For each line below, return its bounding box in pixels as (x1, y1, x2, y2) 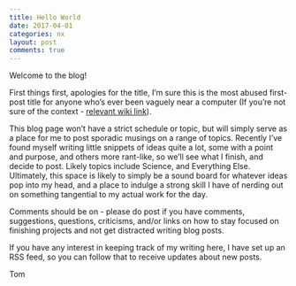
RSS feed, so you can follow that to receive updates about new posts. (9, 251, 262, 262)
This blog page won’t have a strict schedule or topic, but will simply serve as (9, 123, 288, 134)
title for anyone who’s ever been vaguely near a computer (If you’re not (27, 97, 286, 107)
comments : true (9, 46, 65, 55)
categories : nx (9, 29, 65, 38)
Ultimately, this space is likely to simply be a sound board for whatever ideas (9, 170, 288, 182)
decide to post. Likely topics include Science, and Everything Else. (9, 161, 251, 172)
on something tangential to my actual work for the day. (9, 189, 208, 200)
